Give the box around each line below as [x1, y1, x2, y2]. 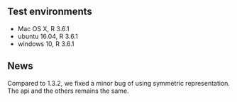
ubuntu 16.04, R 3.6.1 [17, 32, 78, 40]
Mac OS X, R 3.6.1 [17, 24, 70, 33]
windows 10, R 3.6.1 [17, 39, 75, 48]
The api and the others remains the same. [7, 86, 129, 95]
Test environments [7, 6, 92, 18]
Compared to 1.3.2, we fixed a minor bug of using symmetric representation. [7, 79, 231, 87]
